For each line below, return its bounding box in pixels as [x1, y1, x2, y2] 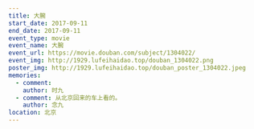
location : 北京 [8, 109, 57, 117]
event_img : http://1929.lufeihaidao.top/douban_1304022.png [8, 57, 215, 65]
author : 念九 [23, 101, 64, 109]
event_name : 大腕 [8, 42, 64, 50]
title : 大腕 [8, 11, 46, 20]
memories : [8, 71, 42, 79]
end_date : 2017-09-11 [8, 26, 81, 34]
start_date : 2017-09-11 [8, 19, 88, 27]
